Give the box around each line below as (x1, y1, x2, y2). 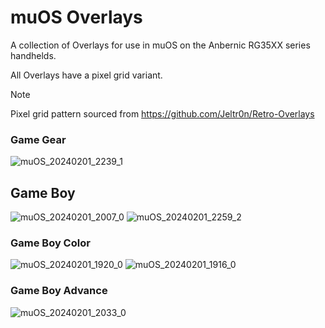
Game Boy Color (10, 236, 91, 250)
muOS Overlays (10, 6, 143, 29)
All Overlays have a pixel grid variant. (10, 69, 163, 81)
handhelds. (10, 49, 57, 61)
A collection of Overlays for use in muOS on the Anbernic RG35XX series (10, 39, 311, 51)
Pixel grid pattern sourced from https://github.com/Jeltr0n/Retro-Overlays (10, 107, 315, 120)
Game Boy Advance (10, 284, 108, 298)
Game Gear (10, 132, 67, 146)
